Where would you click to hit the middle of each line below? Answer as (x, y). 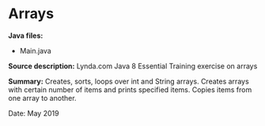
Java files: (26, 35)
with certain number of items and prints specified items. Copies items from (130, 89)
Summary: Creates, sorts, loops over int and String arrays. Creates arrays (129, 81)
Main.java (35, 50)
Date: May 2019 (34, 113)
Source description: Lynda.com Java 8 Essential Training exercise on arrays (133, 66)
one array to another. (42, 98)
